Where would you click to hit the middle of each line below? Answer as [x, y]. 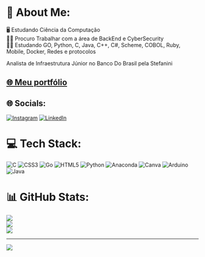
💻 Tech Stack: [44, 144]
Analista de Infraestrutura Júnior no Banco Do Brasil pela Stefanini [89, 63]
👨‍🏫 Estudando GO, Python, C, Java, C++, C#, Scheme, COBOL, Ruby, [94, 45]
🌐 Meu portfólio [37, 83]
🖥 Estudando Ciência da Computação [53, 29]
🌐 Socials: [26, 103]
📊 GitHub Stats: [48, 197]
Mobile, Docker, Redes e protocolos [51, 51]
